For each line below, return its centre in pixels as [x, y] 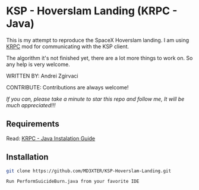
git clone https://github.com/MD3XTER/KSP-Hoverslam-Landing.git [89, 171]
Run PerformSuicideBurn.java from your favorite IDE [73, 182]
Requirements [33, 124]
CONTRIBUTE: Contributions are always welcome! [67, 87]
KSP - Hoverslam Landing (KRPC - [92, 11]
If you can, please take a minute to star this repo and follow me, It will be [95, 99]
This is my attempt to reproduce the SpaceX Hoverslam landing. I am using [98, 40]
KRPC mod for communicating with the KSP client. [68, 46]
